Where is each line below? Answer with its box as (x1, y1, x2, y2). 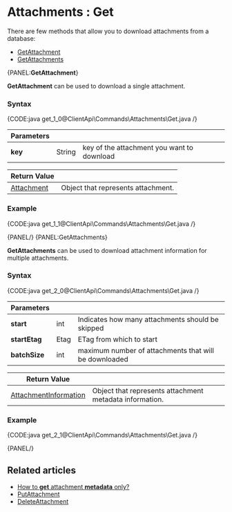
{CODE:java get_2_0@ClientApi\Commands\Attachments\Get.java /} (7, 286, 200, 294)
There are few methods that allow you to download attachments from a (7, 27, 209, 35)
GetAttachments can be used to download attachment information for (7, 246, 207, 254)
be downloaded (77, 354, 129, 363)
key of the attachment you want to (82, 143, 193, 153)
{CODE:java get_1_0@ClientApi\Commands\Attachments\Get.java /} (7, 115, 198, 123)
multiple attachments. (7, 254, 69, 262)
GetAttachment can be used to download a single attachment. (7, 82, 186, 90)
